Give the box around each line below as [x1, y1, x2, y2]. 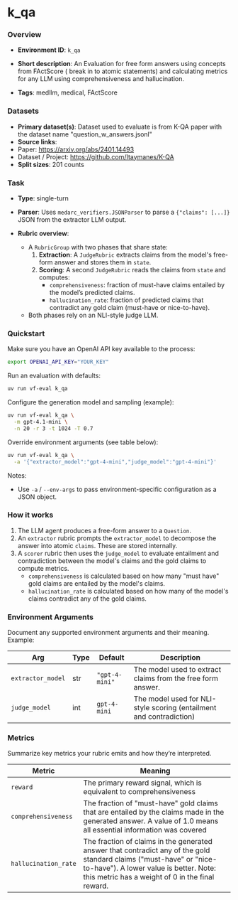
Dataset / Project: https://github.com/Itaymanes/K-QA [17, 152, 175, 161]
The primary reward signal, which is [83, 778, 202, 788]
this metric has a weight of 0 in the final [83, 872, 215, 882]
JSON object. [17, 492, 57, 501]
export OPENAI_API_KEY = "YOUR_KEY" [7, 358, 110, 366]
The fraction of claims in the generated [83, 837, 212, 847]
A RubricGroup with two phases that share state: [28, 243, 168, 252]
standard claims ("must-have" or [83, 855, 193, 864]
